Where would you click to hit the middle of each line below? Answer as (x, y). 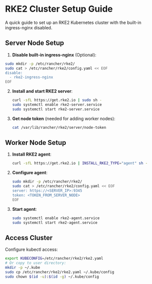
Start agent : (24, 209)
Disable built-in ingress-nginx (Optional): (54, 55)
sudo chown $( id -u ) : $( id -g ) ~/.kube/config (52, 277)
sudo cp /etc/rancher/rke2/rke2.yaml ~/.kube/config (60, 272)
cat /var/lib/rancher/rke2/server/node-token (59, 127)
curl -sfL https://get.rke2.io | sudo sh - (57, 100)
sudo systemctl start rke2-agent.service (55, 223)
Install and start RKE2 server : (42, 91)
